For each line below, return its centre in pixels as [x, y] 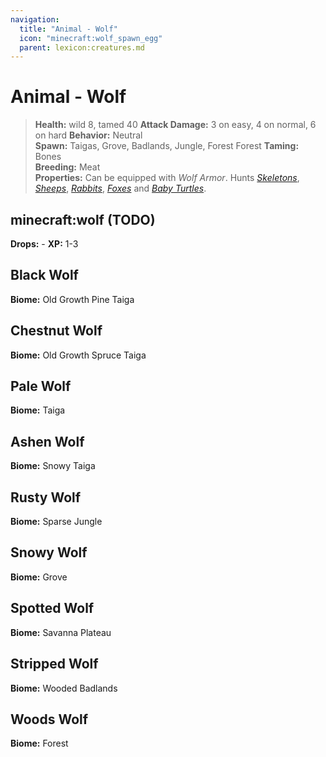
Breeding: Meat [67, 167]
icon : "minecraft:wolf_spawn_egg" [91, 38]
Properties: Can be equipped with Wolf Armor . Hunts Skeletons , [167, 178]
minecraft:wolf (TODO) [83, 219]
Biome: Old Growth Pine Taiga [72, 299]
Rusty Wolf [46, 497]
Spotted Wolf [52, 608]
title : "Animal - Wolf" [68, 29]
